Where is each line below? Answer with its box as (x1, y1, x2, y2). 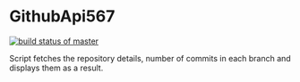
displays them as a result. (9, 62, 104, 73)
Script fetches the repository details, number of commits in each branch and (9, 53, 291, 63)
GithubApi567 (9, 6, 116, 27)
